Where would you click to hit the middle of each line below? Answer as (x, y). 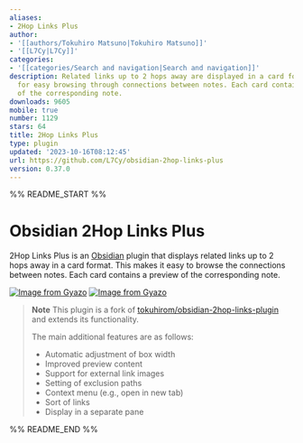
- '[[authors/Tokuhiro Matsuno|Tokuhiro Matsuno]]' (108, 43)
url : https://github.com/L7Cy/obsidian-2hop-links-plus (116, 160)
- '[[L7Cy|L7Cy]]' (44, 51)
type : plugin (34, 143)
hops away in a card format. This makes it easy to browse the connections (147, 265)
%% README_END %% (54, 429)
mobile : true (34, 110)
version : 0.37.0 (40, 169)
